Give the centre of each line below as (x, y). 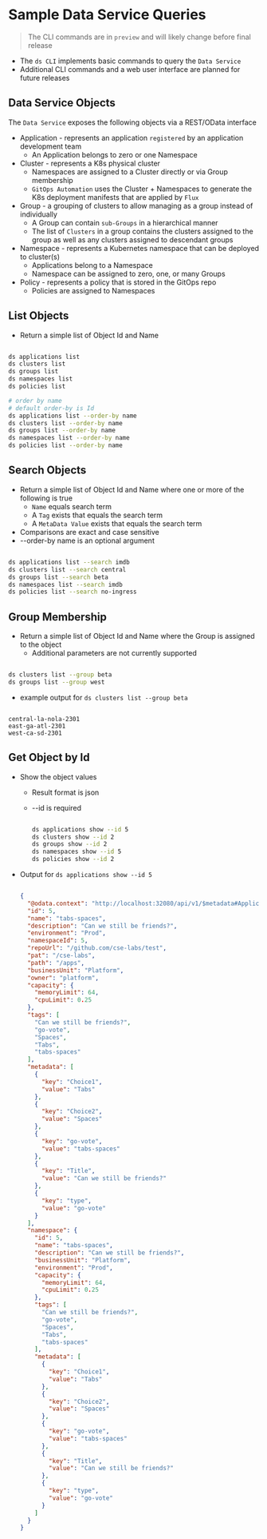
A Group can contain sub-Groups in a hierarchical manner (125, 222)
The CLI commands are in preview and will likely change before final (139, 37)
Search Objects (47, 470)
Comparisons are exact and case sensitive (89, 532)
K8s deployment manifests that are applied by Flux (115, 197)
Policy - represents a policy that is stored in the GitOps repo (118, 282)
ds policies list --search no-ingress (73, 592)
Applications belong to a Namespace (92, 265)
